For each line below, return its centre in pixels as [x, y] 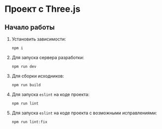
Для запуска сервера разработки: [48, 57]
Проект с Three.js [43, 9]
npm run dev [24, 66]
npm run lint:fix [30, 122]
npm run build [26, 85]
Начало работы [30, 27]
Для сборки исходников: [38, 76]
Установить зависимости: [39, 39]
